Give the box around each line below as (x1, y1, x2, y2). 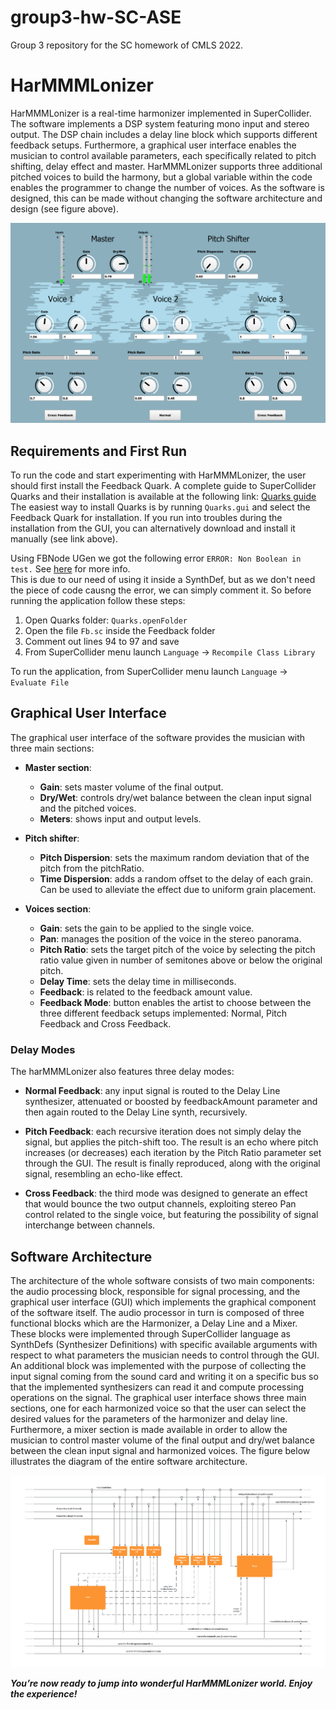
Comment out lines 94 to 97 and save (24, 636, 180, 648)
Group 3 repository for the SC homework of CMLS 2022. (10, 39, 244, 51)
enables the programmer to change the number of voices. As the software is (10, 181, 325, 193)
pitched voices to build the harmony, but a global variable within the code (10, 171, 313, 183)
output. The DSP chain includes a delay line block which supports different (10, 128, 318, 140)
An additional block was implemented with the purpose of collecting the (10, 1360, 307, 1372)
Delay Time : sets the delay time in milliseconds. (39, 975, 237, 987)
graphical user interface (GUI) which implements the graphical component (10, 1296, 317, 1308)
